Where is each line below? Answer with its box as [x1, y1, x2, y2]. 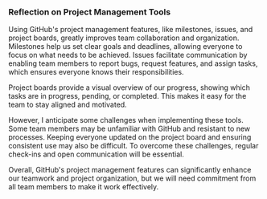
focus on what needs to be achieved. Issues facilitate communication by [8, 51, 248, 60]
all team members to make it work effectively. [8, 182, 159, 192]
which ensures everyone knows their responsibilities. [8, 67, 184, 77]
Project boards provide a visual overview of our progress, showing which [8, 83, 251, 92]
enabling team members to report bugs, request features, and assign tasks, [8, 59, 258, 68]
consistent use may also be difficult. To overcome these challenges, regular [8, 141, 259, 151]
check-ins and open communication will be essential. [8, 149, 185, 159]
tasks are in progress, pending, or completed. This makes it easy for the [8, 91, 247, 101]
